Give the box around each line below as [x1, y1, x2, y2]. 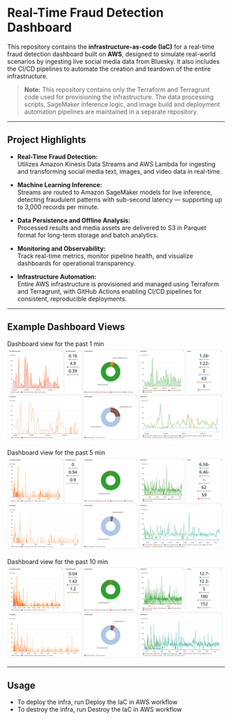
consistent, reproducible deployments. [17, 295, 127, 303]
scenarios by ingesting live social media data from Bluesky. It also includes [7, 57, 220, 65]
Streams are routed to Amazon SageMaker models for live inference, [17, 188, 213, 196]
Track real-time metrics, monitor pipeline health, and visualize [17, 252, 193, 260]
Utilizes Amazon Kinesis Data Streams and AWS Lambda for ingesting [17, 159, 216, 168]
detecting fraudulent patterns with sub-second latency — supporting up [17, 195, 222, 204]
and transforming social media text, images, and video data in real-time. [17, 167, 222, 175]
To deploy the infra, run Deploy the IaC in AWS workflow [17, 698, 178, 706]
